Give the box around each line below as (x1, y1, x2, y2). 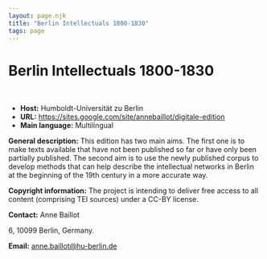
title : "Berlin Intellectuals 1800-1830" (8, 19, 150, 27)
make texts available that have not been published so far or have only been (8, 145, 257, 154)
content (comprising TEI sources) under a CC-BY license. (8, 195, 199, 204)
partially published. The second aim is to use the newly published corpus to (8, 154, 259, 163)
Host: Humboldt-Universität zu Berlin (19, 104, 143, 113)
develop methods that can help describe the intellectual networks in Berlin (8, 162, 255, 171)
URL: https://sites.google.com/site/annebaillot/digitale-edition (19, 112, 225, 121)
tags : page (8, 27, 45, 35)
